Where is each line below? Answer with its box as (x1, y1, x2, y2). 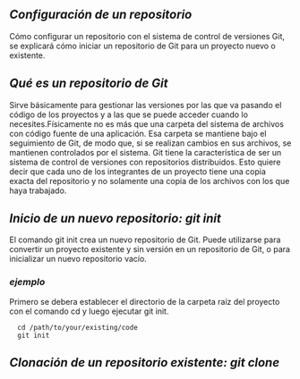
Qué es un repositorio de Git (9, 76, 168, 91)
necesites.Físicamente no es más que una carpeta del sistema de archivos (9, 118, 285, 129)
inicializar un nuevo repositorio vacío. (9, 254, 148, 265)
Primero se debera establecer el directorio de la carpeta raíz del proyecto (9, 296, 280, 307)
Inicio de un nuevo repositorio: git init (9, 211, 222, 226)
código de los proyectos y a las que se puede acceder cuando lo (9, 109, 249, 120)
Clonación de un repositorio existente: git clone (9, 355, 280, 370)
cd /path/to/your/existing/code (17, 323, 139, 332)
